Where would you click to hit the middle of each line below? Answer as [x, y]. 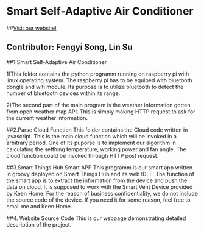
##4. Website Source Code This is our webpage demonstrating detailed [96, 218]
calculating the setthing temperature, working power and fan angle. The [97, 149]
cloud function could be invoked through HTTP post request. [83, 155]
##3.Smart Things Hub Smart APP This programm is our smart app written [100, 167]
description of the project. [39, 224]
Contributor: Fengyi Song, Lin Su [69, 47]
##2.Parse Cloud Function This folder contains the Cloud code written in [97, 130]
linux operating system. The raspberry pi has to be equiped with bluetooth [100, 80]
